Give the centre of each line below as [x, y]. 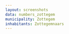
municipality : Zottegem [30, 19]
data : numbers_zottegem [30, 14]
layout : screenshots [27, 10]
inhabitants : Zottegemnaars [35, 24]
